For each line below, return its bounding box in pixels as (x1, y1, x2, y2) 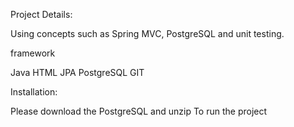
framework (10, 47, 56, 59)
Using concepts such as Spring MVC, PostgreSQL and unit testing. (10, 28, 285, 39)
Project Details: (10, 9, 73, 20)
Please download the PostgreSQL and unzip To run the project (10, 105, 268, 117)
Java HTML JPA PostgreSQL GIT (10, 67, 145, 78)
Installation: (10, 86, 58, 98)
